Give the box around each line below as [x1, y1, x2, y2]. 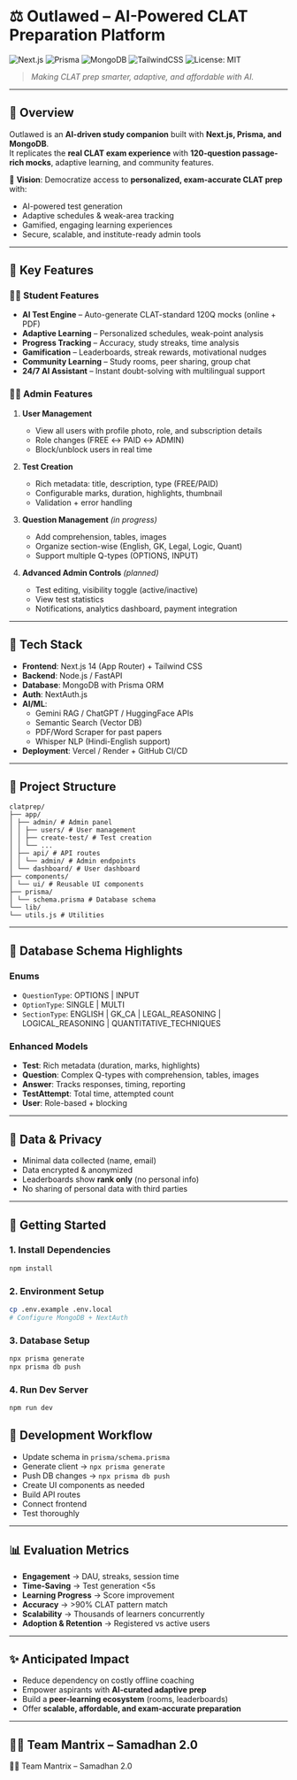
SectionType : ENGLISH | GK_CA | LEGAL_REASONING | [21, 1009, 221, 1019]
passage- [241, 148, 278, 158]
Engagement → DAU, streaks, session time [21, 1570, 179, 1581]
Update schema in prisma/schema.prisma [21, 1451, 171, 1462]
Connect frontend [21, 1498, 87, 1509]
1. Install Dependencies [9, 1244, 111, 1256]
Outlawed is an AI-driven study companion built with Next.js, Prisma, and [9, 128, 282, 139]
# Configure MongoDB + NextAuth [9, 1313, 128, 1322]
